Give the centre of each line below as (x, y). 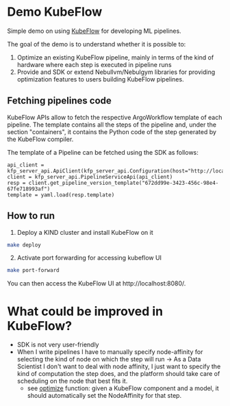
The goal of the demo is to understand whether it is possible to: (97, 44)
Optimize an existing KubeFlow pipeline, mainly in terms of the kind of (115, 57)
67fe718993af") (29, 189)
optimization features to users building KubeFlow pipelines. (100, 79)
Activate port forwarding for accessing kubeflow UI (89, 258)
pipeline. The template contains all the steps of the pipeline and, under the (112, 125)
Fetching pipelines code (59, 101)
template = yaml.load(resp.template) (61, 195)
